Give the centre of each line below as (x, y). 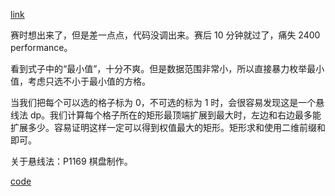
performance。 (41, 47)
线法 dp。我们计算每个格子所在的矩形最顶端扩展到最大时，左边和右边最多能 (166, 115)
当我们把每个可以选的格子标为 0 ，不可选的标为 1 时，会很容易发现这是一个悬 (167, 102)
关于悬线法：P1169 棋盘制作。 (71, 161)
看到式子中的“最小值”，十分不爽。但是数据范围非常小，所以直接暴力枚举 (159, 68)
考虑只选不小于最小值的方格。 (89, 81)
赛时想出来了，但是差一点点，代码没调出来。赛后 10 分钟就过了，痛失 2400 (165, 35)
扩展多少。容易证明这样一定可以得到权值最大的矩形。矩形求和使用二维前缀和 (168, 127)
